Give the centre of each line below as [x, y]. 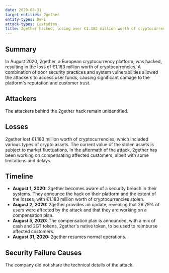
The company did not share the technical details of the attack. [70, 265]
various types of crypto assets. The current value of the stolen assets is [80, 144]
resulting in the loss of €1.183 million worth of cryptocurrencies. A [73, 67]
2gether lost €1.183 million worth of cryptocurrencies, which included [77, 139]
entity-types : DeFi [26, 19]
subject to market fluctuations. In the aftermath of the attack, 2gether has [81, 150]
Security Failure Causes [44, 253]
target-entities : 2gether [32, 15]
